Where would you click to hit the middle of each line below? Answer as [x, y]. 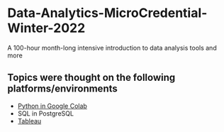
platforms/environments [63, 89]
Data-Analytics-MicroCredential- [107, 13]
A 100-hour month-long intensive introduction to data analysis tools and [112, 48]
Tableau [29, 121]
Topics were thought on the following [91, 78]
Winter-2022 [46, 28]
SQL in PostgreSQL [46, 113]
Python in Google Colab [52, 106]
